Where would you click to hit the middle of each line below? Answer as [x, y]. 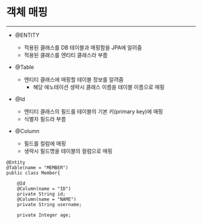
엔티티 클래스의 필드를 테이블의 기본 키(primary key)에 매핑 [93, 111]
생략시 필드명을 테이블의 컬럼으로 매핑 [68, 151]
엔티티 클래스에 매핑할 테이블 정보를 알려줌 [74, 79]
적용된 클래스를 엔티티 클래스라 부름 [66, 55]
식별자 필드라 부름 [45, 119]
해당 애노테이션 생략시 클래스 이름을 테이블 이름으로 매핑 [99, 87]
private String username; [50, 204]
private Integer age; [44, 215]
